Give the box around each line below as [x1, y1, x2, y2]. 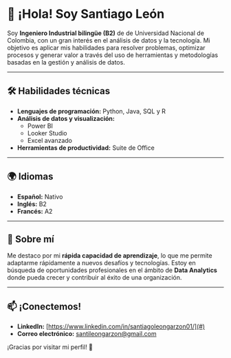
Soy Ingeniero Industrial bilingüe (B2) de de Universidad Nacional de [7, 29, 205, 37]
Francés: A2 [16, 207, 53, 215]
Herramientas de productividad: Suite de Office [16, 144, 155, 152]
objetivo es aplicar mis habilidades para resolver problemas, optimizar [7, 43, 206, 52]
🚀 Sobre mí [7, 233, 54, 245]
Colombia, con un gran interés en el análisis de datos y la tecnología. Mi [7, 36, 211, 44]
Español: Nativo [16, 192, 63, 201]
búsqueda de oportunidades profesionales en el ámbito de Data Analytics [7, 266, 218, 274]
